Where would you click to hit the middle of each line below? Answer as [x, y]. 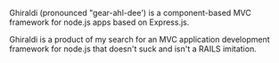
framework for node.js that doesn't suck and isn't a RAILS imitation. [133, 49]
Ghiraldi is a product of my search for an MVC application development [139, 39]
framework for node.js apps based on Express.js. [99, 22]
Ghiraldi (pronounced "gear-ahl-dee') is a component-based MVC [130, 13]
